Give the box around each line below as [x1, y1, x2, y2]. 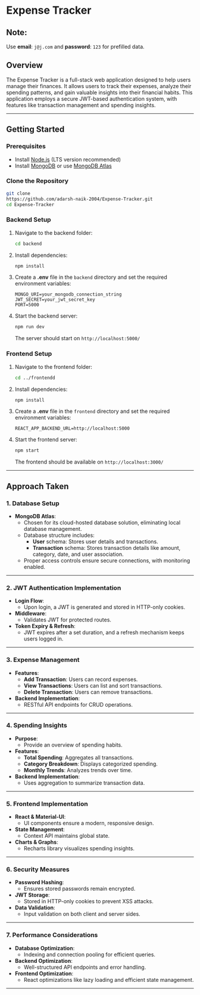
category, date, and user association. [32, 551, 124, 558]
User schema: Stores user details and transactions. [32, 537, 159, 545]
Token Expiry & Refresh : [14, 623, 76, 630]
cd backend [14, 241, 42, 247]
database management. [23, 525, 82, 532]
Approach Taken [6, 481, 69, 492]
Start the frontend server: [14, 436, 77, 443]
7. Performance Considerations [6, 931, 98, 939]
